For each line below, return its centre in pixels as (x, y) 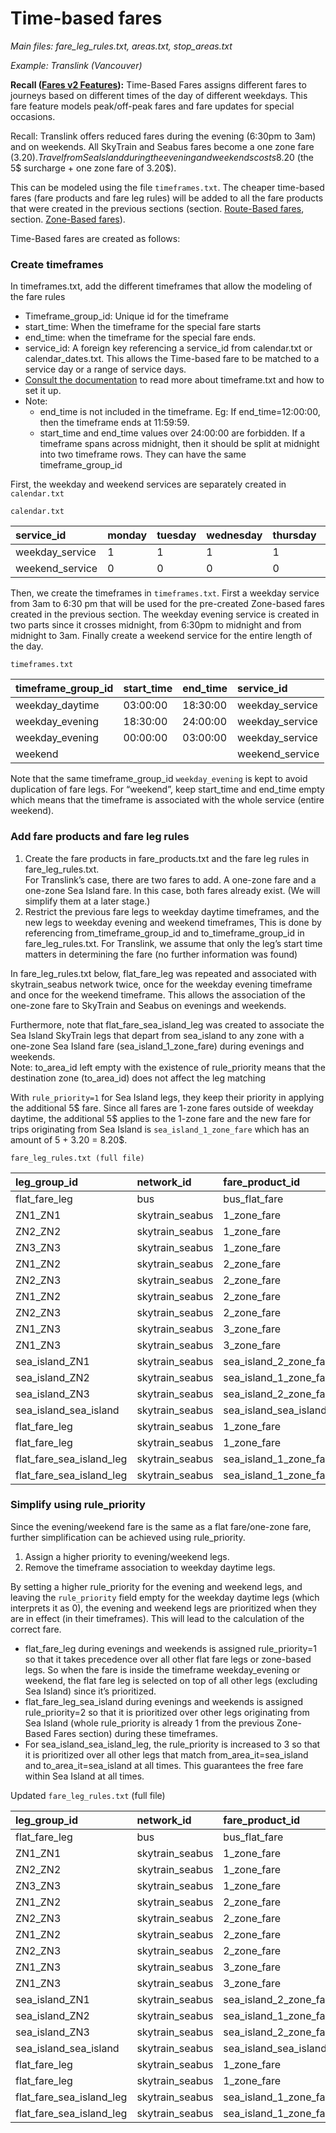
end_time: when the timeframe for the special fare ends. (140, 338)
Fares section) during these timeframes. (135, 1733)
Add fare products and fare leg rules (100, 837)
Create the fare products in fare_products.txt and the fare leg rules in (167, 858)
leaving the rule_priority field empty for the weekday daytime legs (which (165, 1597)
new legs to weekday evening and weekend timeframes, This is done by (173, 922)
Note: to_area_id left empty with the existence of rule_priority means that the (168, 1067)
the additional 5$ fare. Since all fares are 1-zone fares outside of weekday (162, 1108)
